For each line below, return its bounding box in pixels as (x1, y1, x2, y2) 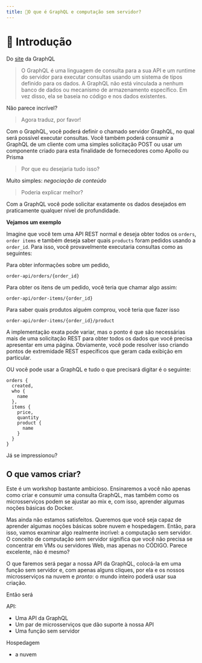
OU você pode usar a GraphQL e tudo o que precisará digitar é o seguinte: (6, 366, 191, 373)
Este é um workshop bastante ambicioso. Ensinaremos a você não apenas (6, 485, 191, 492)
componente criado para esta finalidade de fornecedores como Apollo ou (6, 147, 189, 154)
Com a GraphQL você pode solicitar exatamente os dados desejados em (6, 200, 186, 208)
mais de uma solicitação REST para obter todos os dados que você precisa (6, 334, 193, 342)
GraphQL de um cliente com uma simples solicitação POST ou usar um (6, 140, 182, 148)
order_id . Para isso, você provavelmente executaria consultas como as (6, 243, 183, 250)
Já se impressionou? (6, 452, 58, 459)
